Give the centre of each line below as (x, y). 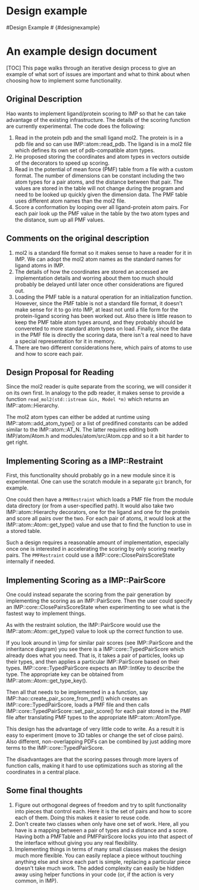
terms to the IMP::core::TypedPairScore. (55, 747)
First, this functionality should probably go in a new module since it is (91, 475)
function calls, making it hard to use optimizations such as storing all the (94, 765)
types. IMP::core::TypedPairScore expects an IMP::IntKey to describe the (95, 668)
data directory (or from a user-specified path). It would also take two (90, 506)
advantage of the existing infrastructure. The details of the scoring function (98, 119)
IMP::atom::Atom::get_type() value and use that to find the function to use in (99, 525)
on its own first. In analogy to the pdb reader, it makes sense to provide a (95, 393)
